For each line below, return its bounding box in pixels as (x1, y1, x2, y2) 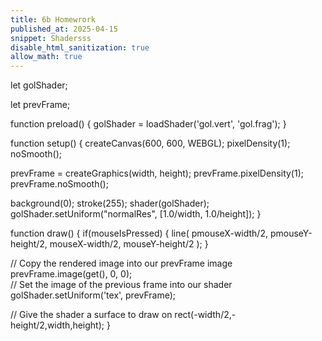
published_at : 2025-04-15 (10, 24, 118, 34)
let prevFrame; (10, 99, 71, 111)
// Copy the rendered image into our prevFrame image (10, 257, 233, 270)
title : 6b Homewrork (10, 14, 97, 25)
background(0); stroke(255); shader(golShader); (10, 197, 210, 210)
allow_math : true (10, 52, 83, 62)
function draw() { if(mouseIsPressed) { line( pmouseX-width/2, (10, 227, 268, 240)
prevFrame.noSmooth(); (10, 178, 109, 190)
